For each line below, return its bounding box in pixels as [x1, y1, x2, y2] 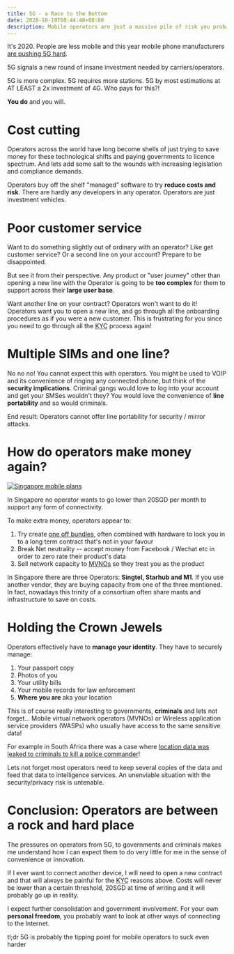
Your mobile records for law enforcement [17, 686, 136, 694]
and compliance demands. [7, 167, 84, 176]
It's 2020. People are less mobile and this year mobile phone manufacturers [7, 43, 225, 51]
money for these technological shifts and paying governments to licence [7, 153, 214, 161]
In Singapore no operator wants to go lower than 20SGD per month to [7, 495, 207, 504]
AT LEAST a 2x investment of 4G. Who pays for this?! [7, 84, 160, 93]
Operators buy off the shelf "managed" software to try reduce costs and [7, 180, 216, 189]
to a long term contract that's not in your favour [17, 537, 154, 546]
